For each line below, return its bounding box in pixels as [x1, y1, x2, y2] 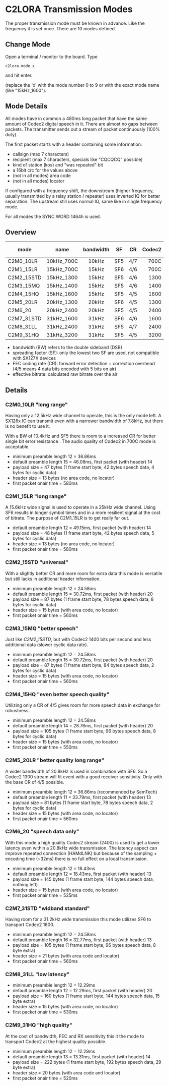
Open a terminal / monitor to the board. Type [5, 53, 98, 60]
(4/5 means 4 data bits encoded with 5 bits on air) [12, 366, 117, 372]
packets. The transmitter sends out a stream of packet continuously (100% [5, 126, 160, 132]
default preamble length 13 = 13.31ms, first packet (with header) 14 [12, 1053, 151, 1060]
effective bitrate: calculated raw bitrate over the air [12, 371, 118, 377]
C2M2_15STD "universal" [5, 559, 69, 566]
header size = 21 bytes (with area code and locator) [12, 953, 120, 959]
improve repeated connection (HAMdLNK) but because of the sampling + [5, 850, 157, 856]
